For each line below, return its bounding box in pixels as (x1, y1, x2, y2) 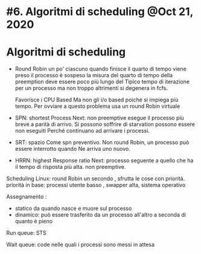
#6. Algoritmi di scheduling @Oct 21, (6, 5, 193, 19)
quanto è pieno (14, 218, 53, 225)
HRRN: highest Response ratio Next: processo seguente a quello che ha (14, 157, 194, 164)
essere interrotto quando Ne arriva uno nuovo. (14, 145, 131, 153)
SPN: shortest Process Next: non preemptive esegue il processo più (14, 114, 184, 122)
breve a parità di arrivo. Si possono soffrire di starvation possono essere (14, 121, 195, 128)
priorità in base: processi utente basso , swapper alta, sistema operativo (6, 182, 186, 189)
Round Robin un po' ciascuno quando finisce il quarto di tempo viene (14, 65, 187, 72)
